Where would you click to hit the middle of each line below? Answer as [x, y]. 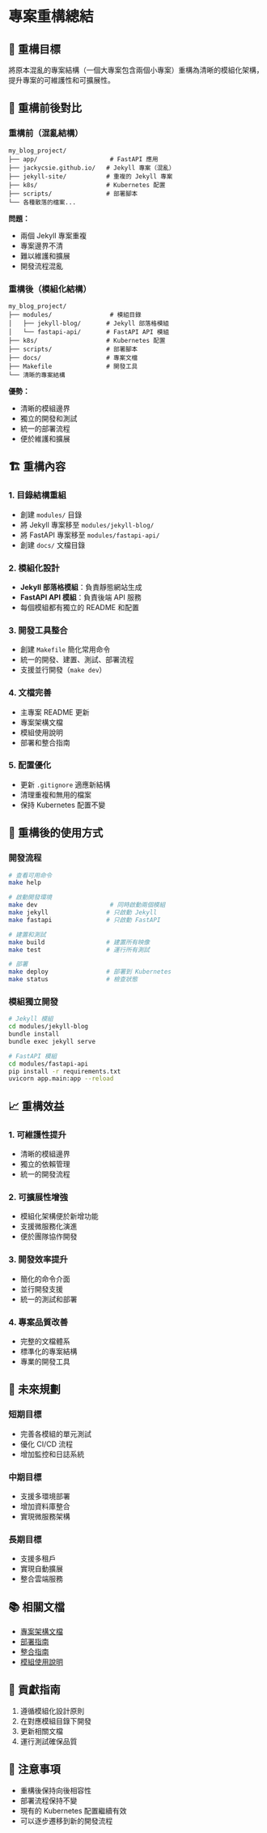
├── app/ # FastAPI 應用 [83, 159]
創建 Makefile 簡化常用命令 [65, 650]
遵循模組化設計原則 [52, 1711]
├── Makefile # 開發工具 [73, 366]
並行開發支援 [41, 1288]
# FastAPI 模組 [33, 1056]
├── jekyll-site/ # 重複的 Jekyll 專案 [91, 176]
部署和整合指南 [45, 742]
